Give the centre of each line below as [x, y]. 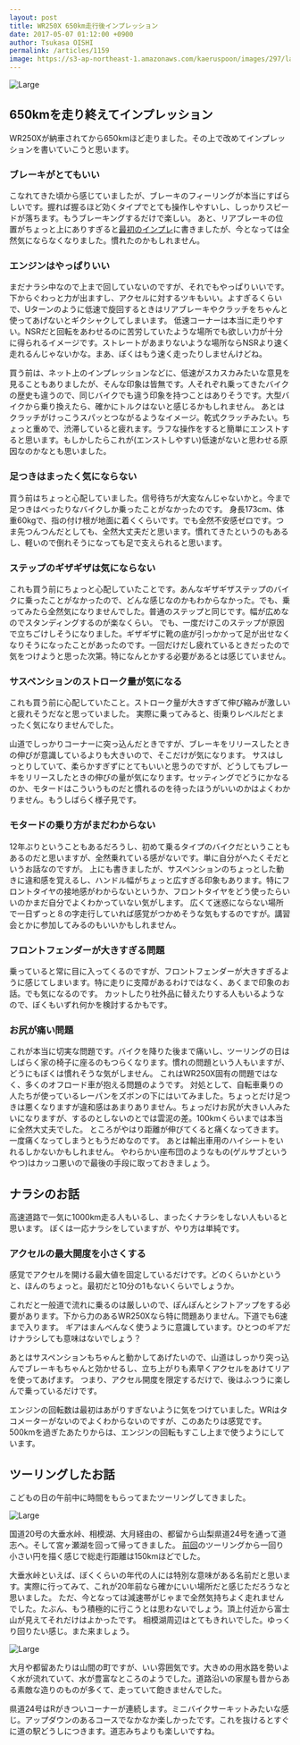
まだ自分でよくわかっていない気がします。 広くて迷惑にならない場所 [158, 902]
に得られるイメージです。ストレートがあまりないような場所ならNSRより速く [150, 343]
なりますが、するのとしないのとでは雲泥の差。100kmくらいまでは [146, 1118]
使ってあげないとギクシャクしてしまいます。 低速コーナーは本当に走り [138, 320]
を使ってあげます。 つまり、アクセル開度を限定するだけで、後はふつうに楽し [150, 1380]
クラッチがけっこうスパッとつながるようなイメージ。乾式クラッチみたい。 [146, 417]
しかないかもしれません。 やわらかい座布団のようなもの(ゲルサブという [156, 1152]
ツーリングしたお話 [62, 1475]
